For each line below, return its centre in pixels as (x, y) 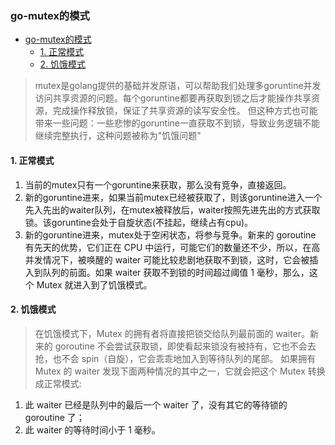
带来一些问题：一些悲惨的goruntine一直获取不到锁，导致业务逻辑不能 (177, 123)
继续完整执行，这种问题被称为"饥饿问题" (118, 136)
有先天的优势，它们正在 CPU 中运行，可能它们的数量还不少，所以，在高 (172, 247)
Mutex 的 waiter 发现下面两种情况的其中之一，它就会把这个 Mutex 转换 (180, 371)
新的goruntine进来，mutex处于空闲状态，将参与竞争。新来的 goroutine (170, 234)
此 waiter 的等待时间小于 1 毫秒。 (92, 429)
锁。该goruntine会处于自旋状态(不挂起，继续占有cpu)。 (139, 222)
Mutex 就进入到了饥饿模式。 (94, 284)
